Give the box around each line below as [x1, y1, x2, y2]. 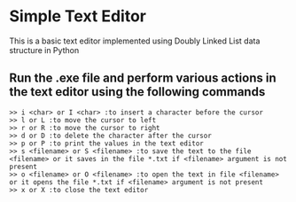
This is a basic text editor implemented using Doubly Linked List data [9, 35, 261, 46]
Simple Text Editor [9, 6, 146, 27]
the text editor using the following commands [9, 84, 266, 99]
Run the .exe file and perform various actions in [9, 71, 277, 86]
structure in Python [9, 44, 80, 55]
